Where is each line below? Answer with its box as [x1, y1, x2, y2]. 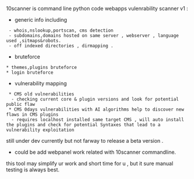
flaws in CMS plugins [6, 112, 59, 118]
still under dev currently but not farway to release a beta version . [6, 137, 164, 144]
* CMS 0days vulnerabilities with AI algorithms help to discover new [8, 106, 184, 112]
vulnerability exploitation [6, 127, 75, 133]
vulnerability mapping [14, 80, 67, 87]
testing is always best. [6, 166, 60, 173]
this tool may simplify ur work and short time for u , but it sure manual [6, 160, 174, 167]
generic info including [14, 16, 67, 23]
